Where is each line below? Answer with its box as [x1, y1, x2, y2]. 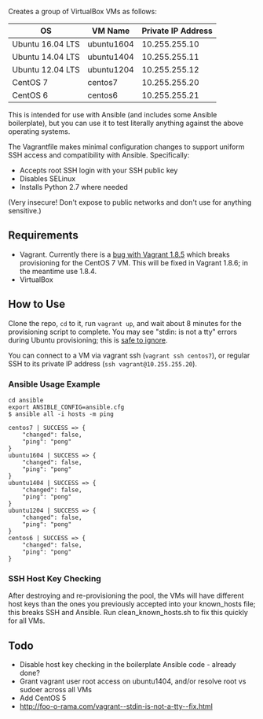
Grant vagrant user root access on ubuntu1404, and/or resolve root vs [19, 676, 247, 686]
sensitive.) [8, 206, 42, 215]
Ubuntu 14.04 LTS [12, 51, 80, 62]
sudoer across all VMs [19, 685, 93, 695]
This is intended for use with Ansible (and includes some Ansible [8, 110, 217, 119]
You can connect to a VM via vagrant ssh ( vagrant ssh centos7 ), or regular [8, 350, 250, 360]
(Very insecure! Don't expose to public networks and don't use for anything [8, 198, 252, 207]
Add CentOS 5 [19, 693, 67, 703]
